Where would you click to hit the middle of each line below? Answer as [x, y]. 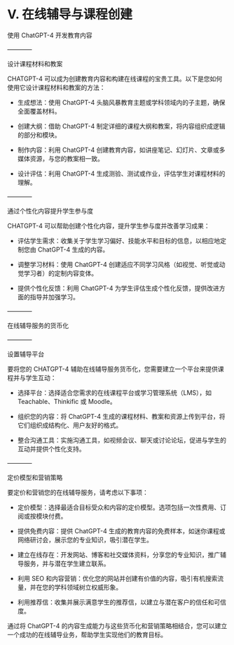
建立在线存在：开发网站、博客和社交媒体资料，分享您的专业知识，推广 [119, 554]
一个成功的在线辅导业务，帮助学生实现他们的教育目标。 [87, 634]
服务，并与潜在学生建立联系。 [67, 563]
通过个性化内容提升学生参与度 [50, 211]
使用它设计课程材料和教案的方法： [56, 87]
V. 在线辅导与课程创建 [70, 14]
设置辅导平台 [26, 354]
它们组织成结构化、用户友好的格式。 [70, 425]
